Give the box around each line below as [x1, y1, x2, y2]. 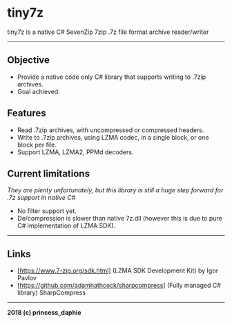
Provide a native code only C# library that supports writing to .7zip [17, 73, 206, 81]
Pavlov [17, 274, 37, 282]
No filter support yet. [17, 207, 77, 215]
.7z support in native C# [7, 194, 76, 202]
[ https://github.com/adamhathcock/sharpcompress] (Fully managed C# [17, 282, 221, 290]
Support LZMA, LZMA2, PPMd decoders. [17, 147, 134, 156]
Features [7, 107, 46, 119]
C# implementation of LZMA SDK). [17, 221, 116, 230]
